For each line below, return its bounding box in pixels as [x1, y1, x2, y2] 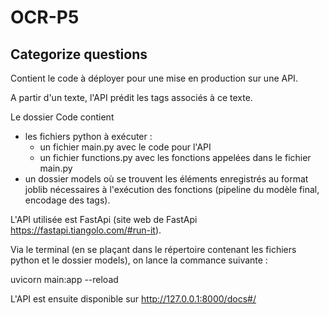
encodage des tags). [24, 194, 111, 206]
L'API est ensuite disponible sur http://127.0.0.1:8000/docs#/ [10, 293, 257, 305]
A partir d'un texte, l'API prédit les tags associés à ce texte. [10, 92, 253, 103]
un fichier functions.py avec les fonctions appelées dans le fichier [39, 152, 312, 163]
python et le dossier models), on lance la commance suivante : [10, 254, 268, 266]
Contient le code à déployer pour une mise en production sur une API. [10, 72, 298, 84]
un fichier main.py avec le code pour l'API [39, 141, 212, 153]
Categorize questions [10, 46, 148, 63]
